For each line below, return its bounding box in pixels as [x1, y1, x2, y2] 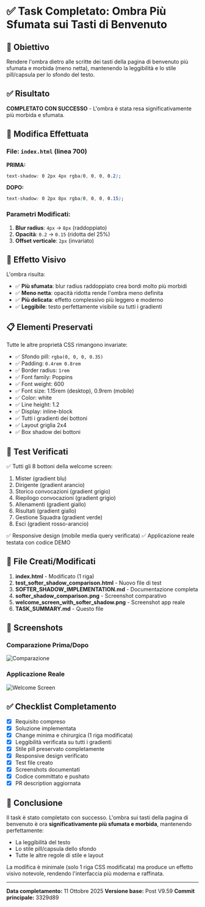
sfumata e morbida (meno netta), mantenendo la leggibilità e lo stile [6, 65, 176, 71]
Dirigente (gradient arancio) [15, 481, 85, 488]
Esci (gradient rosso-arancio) [15, 520, 89, 527]
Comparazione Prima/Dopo [6, 641, 89, 650]
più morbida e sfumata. [6, 111, 65, 118]
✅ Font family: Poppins [15, 374, 73, 381]
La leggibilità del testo [15, 839, 71, 846]
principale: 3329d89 [6, 894, 59, 902]
